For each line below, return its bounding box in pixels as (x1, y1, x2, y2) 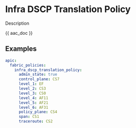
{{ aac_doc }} (5, 30, 33, 36)
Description (5, 20, 29, 26)
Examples (5, 44, 37, 53)
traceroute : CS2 (18, 119, 53, 124)
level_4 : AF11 (18, 95, 49, 100)
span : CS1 (18, 114, 39, 119)
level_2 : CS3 (18, 86, 46, 91)
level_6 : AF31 (18, 105, 49, 110)
